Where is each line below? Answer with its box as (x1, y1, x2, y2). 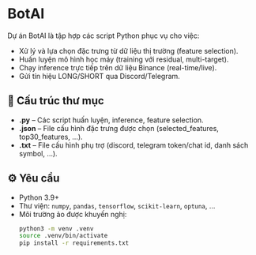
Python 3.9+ (18, 193, 60, 202)
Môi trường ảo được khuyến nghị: (18, 209, 127, 219)
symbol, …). (18, 148, 58, 158)
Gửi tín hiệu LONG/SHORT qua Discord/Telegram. (18, 71, 181, 81)
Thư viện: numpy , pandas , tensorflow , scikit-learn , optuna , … (18, 201, 216, 210)
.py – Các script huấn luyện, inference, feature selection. (18, 115, 204, 125)
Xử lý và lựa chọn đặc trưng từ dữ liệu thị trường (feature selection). (18, 46, 239, 55)
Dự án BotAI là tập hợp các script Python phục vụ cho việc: (7, 31, 200, 40)
